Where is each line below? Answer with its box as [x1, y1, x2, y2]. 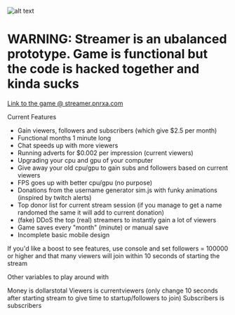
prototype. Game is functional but [7, 46, 208, 62]
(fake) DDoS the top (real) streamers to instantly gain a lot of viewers [17, 215, 217, 224]
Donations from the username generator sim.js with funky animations [17, 186, 217, 194]
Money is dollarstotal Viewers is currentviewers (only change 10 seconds [7, 286, 219, 295]
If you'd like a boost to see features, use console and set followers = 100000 [7, 244, 229, 253]
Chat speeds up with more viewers [17, 141, 119, 149]
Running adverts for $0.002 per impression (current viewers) [17, 148, 194, 157]
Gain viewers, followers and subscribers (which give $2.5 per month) [17, 126, 217, 135]
